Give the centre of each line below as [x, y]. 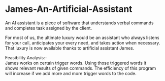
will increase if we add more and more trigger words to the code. [71, 73]
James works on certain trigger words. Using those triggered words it [76, 63]
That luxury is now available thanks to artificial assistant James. [70, 48]
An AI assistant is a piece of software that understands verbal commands [79, 23]
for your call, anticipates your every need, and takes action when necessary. [82, 42]
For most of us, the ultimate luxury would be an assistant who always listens [82, 38]
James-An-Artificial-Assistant [69, 9]
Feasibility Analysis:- [26, 57]
